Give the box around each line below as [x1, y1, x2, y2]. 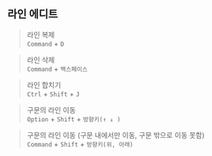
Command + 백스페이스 [26, 64, 88, 73]
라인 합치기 [26, 80, 62, 89]
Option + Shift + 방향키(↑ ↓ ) [26, 113, 121, 124]
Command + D [26, 39, 65, 48]
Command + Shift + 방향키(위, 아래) [26, 139, 134, 148]
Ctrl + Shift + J [26, 89, 80, 98]
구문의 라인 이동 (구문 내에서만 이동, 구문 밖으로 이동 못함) [26, 130, 205, 139]
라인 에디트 [7, 7, 59, 21]
